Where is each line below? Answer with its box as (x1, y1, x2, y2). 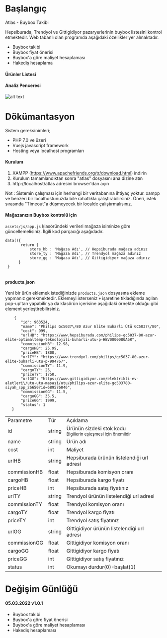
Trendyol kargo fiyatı (66, 509, 115, 516)
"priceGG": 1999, (20, 398, 57, 403)
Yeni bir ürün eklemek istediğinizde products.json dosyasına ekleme (5, 290, 145, 296)
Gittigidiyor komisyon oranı (66, 540, 129, 547)
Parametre (7, 417, 32, 424)
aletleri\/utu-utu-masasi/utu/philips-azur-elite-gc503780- (5, 381, 133, 386)
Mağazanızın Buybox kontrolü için (5, 212, 77, 218)
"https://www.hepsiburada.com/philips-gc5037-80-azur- (40, 333, 157, 338)
